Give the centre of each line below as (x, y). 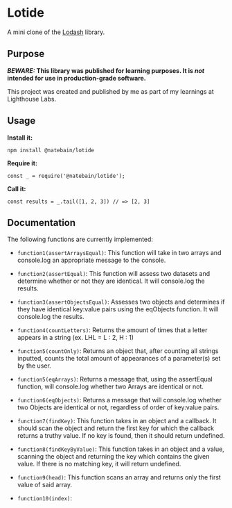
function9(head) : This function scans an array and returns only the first (119, 477)
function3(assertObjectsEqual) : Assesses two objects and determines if (121, 302)
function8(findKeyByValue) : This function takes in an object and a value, (121, 449)
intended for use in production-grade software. (77, 78)
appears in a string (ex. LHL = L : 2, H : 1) (75, 338)
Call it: (17, 188)
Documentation (42, 223)
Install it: (20, 138)
